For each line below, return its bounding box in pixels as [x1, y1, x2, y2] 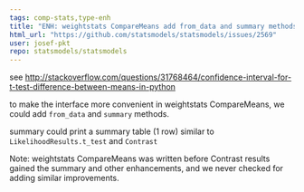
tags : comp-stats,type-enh [9, 13, 111, 23]
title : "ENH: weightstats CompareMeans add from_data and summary [9, 22, 265, 31]
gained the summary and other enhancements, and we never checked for [9, 163, 283, 174]
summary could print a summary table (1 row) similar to [9, 126, 214, 137]
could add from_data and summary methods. [9, 109, 170, 120]
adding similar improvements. [9, 173, 119, 184]
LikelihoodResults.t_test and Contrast [9, 136, 158, 147]
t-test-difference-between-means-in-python [9, 82, 176, 92]
